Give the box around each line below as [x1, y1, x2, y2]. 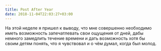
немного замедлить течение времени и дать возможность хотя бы [5, 35, 145, 41]
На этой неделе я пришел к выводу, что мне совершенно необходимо [5, 25, 152, 31]
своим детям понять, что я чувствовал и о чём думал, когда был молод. [5, 40, 157, 46]
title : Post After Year [5, 7, 54, 12]
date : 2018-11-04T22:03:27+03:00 [5, 12, 73, 17]
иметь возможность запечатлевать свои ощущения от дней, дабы [5, 30, 144, 36]
